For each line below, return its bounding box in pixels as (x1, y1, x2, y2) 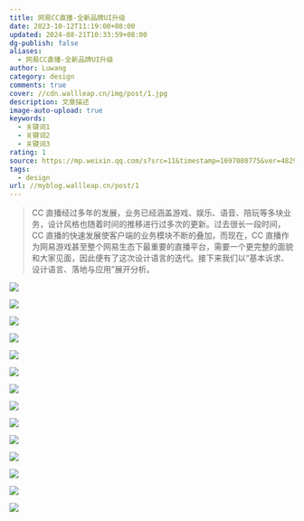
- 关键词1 (17, 123, 51, 132)
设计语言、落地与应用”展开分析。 (31, 264, 155, 275)
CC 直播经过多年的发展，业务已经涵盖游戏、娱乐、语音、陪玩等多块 (31, 207, 284, 218)
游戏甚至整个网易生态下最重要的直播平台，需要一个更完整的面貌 (55, 242, 294, 252)
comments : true (9, 81, 67, 90)
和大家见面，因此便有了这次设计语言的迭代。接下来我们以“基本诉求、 (31, 252, 290, 263)
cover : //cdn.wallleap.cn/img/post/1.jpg (9, 89, 168, 98)
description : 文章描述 (9, 97, 90, 107)
